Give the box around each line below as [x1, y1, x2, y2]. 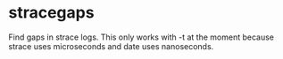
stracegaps [8, 3, 95, 23]
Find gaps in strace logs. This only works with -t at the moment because [8, 32, 274, 42]
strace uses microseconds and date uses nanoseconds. [8, 41, 214, 51]
